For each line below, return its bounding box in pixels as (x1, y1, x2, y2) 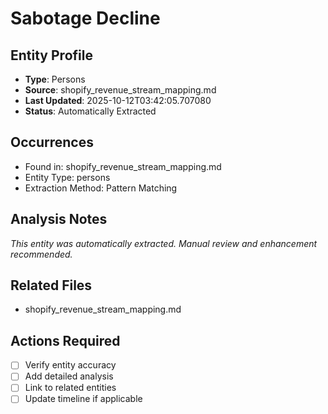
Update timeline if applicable (24, 393, 143, 405)
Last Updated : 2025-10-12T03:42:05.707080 (24, 95, 212, 106)
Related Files (10, 277, 93, 294)
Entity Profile (10, 47, 93, 64)
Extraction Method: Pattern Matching (24, 182, 178, 194)
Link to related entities (24, 382, 117, 394)
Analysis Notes (10, 211, 108, 228)
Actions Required (10, 332, 121, 349)
